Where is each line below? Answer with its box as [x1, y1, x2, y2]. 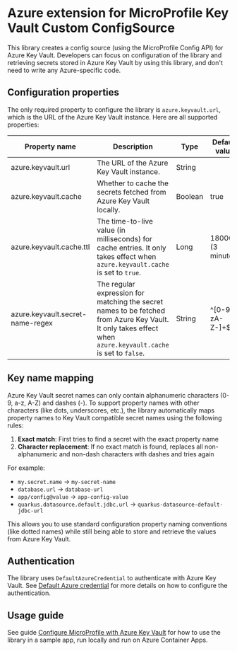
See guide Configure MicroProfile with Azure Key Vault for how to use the [7, 628, 221, 637]
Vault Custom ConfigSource [7, 20, 175, 36]
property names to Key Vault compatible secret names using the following [7, 413, 222, 422]
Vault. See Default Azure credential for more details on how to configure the [7, 582, 228, 590]
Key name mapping [7, 372, 94, 384]
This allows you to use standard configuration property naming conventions [7, 519, 228, 528]
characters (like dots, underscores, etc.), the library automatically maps [7, 405, 215, 415]
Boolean [176, 191, 204, 201]
